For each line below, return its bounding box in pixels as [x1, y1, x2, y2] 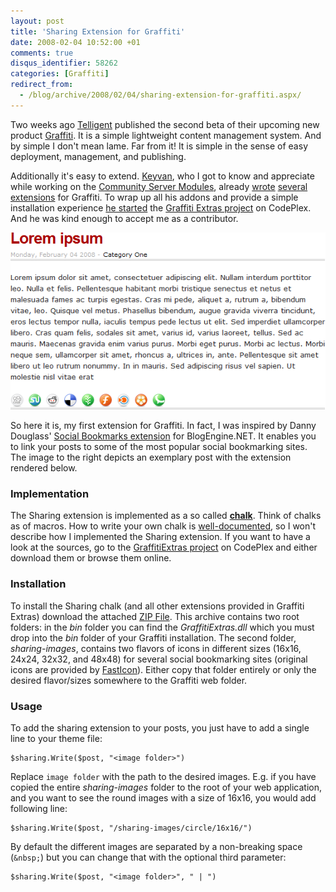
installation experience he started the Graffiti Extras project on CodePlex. [10, 201, 312, 214]
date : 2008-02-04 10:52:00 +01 [10, 37, 141, 47]
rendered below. [10, 462, 78, 474]
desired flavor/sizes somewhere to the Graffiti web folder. [10, 674, 248, 686]
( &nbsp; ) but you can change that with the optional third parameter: [10, 851, 287, 864]
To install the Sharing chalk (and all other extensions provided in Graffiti [10, 600, 305, 612]
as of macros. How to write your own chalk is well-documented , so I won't [10, 520, 317, 532]
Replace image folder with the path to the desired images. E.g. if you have [10, 771, 317, 783]
